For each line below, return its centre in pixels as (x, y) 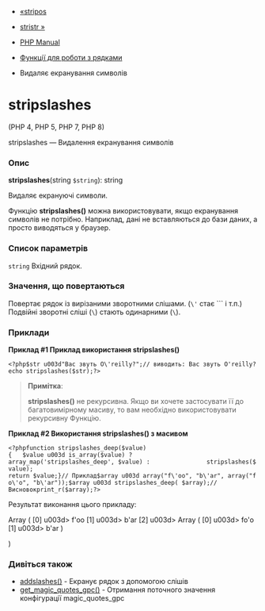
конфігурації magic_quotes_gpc (72, 598)
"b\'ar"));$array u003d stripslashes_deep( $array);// (125, 483)
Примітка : (45, 386)
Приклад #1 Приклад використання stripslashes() (94, 350)
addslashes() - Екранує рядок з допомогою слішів (104, 582)
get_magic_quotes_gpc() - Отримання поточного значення (117, 590)
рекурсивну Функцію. (64, 418)
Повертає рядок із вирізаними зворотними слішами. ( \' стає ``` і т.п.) (125, 303)
